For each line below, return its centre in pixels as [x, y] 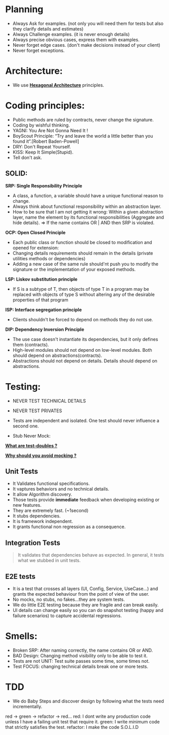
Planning [24, 9]
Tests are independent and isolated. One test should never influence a [86, 420]
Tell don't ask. [27, 157]
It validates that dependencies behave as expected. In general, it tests [91, 555]
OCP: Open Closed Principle [36, 232]
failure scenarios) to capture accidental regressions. [67, 616]
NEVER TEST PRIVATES [37, 411]
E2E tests [20, 576]
